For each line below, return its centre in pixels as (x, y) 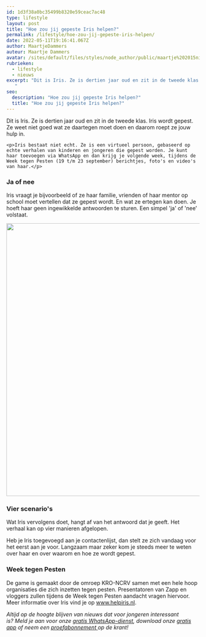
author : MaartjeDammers (37, 47)
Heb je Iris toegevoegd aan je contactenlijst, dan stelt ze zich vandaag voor (101, 541)
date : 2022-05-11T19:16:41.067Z (48, 40)
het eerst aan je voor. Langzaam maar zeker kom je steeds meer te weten (99, 547)
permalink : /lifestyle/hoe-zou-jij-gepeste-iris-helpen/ (81, 35)
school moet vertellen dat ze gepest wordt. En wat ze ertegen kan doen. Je (101, 201)
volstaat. (17, 215)
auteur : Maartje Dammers (38, 52)
